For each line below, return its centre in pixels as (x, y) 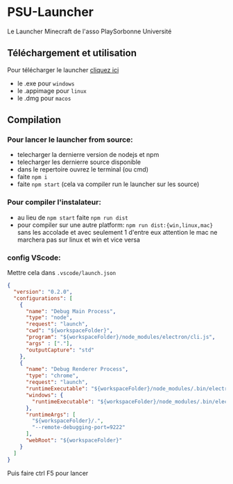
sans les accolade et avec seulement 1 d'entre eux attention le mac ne (117, 232)
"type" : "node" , (49, 318)
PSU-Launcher (51, 12)
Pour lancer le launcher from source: (70, 140)
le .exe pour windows (46, 83)
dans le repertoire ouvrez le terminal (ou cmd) (83, 169)
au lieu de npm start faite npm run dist (72, 217)
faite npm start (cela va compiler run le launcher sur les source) (108, 184)
